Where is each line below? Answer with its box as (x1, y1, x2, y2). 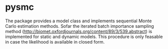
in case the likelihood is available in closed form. (5, 39, 105, 45)
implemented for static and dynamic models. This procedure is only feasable (5, 34, 163, 40)
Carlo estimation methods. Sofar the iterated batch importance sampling (5, 23, 154, 29)
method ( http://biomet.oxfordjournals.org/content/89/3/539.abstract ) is (5, 28, 152, 34)
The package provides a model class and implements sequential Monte (5, 18, 152, 24)
